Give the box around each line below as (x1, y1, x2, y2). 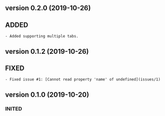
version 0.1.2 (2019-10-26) (5, 47, 89, 56)
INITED (5, 105, 22, 112)
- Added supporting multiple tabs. (5, 34, 79, 39)
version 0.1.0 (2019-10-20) (5, 90, 89, 99)
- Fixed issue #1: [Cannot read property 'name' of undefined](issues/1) (5, 77, 161, 82)
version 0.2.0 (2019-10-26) (5, 4, 91, 12)
